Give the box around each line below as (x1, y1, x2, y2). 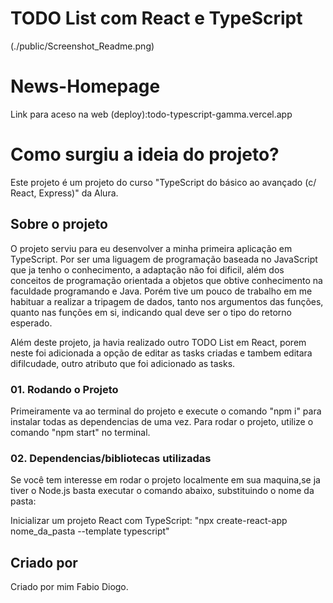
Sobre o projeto (10, 216, 108, 233)
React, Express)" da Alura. (10, 187, 119, 199)
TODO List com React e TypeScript (10, 7, 303, 30)
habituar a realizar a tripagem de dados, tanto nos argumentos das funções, (10, 295, 324, 307)
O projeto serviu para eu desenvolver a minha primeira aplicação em (10, 242, 293, 254)
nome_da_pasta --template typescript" (10, 525, 170, 537)
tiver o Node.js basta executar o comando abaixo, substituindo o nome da (10, 485, 315, 497)
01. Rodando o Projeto (10, 382, 119, 396)
